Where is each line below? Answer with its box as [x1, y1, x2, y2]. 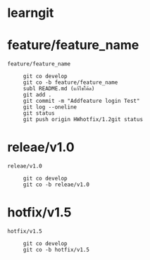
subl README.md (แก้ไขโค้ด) [23, 85, 95, 92]
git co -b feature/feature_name [23, 79, 118, 86]
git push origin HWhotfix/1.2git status [23, 116, 143, 123]
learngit [7, 5, 54, 21]
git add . [23, 92, 52, 99]
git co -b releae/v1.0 [23, 181, 90, 188]
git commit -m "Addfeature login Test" [23, 97, 140, 105]
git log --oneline [23, 104, 77, 111]
